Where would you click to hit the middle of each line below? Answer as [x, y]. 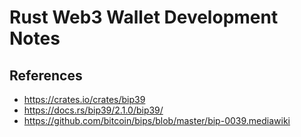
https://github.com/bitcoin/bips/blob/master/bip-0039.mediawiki [157, 120]
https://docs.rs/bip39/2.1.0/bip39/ [93, 110]
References [46, 75]
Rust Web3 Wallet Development [144, 17]
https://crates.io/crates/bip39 [84, 99]
